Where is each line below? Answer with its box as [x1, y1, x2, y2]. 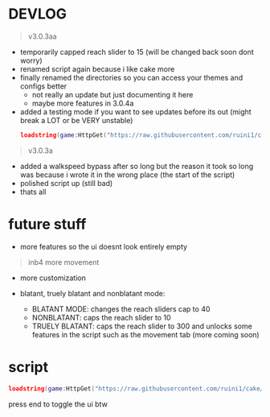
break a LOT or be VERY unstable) [19, 115, 133, 125]
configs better [19, 81, 67, 91]
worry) [19, 56, 43, 65]
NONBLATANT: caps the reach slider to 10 [31, 312, 171, 322]
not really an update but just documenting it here [31, 89, 194, 99]
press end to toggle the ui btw [8, 399, 108, 409]
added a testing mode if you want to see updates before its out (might [19, 106, 252, 117]
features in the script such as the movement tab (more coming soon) [31, 329, 260, 339]
